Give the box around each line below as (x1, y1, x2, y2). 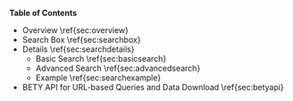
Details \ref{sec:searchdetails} (21, 44, 135, 55)
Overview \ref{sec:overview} (21, 25, 130, 35)
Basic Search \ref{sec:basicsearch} (35, 54, 167, 63)
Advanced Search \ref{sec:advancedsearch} (35, 63, 201, 73)
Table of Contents (9, 8, 78, 18)
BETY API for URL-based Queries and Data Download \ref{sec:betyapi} (21, 82, 284, 92)
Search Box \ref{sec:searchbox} (21, 35, 141, 45)
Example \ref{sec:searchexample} (35, 72, 162, 83)
